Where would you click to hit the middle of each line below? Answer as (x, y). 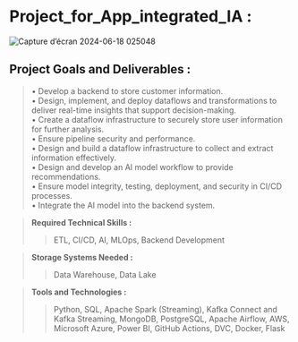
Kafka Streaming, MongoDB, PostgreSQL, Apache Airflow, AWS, (171, 319)
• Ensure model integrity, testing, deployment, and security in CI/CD (157, 186)
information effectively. (74, 158)
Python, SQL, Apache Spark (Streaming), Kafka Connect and (165, 309)
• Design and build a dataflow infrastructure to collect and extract (152, 148)
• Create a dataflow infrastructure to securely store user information (157, 119)
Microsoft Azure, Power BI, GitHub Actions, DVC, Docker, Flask (169, 328)
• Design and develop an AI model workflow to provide (132, 167)
